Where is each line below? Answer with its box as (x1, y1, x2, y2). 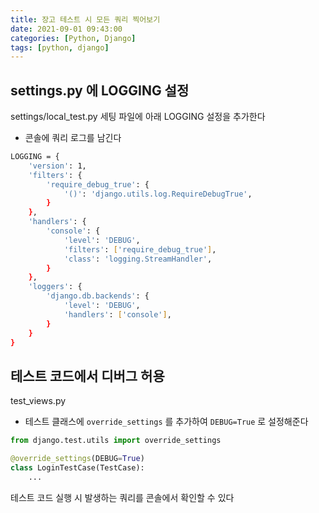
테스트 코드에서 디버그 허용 (10, 367, 165, 385)
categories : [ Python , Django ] (10, 33, 137, 43)
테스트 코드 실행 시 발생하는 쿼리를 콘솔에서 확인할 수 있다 (10, 491, 235, 503)
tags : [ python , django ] (10, 42, 110, 53)
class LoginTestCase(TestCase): (10, 463, 145, 473)
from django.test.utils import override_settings (10, 436, 222, 446)
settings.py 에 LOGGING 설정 (10, 82, 190, 99)
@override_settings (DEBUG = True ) (10, 454, 145, 464)
